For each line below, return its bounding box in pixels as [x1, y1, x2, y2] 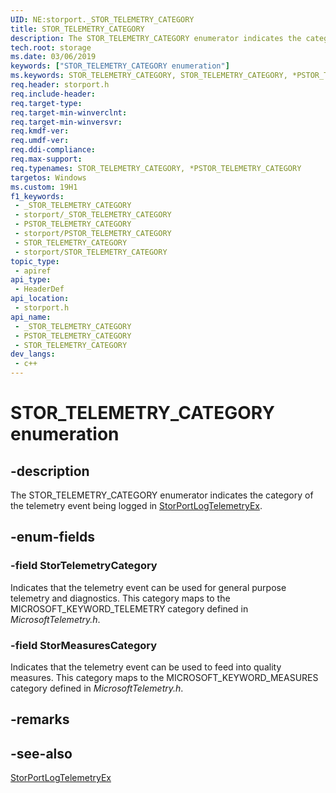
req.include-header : [10, 89, 97, 99]
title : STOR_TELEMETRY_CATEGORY [10, 24, 145, 34]
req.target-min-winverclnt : [10, 107, 128, 118]
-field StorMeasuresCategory [10, 638, 158, 652]
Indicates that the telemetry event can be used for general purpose [10, 581, 287, 593]
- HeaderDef [14, 284, 65, 295]
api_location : [10, 294, 70, 304]
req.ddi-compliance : [10, 145, 97, 155]
